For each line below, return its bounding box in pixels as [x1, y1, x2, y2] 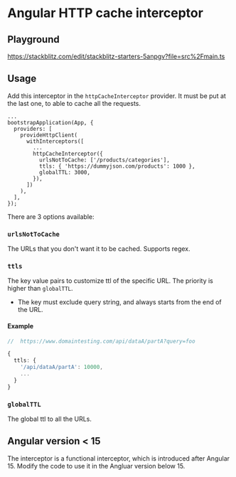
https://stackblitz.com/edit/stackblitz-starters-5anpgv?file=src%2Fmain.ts [7, 52, 225, 60]
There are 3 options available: [7, 212, 95, 221]
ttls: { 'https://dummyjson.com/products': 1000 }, [38, 162, 195, 170]
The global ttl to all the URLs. [7, 414, 92, 424]
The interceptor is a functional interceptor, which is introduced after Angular [7, 454, 230, 463]
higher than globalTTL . [7, 284, 73, 293]
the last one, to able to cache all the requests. [7, 99, 141, 107]
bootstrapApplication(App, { [7, 119, 94, 126]
